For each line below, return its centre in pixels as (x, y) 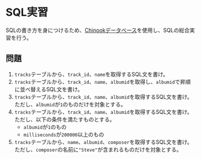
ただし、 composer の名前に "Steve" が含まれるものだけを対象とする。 (98, 149)
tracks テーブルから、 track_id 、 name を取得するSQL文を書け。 (91, 74)
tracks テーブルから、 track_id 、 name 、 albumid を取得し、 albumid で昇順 (103, 81)
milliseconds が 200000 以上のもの (64, 134)
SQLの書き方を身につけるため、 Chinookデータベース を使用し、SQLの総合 (98, 30)
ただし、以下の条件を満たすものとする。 (65, 119)
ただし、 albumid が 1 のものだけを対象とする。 (70, 104)
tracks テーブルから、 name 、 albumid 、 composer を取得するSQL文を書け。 (103, 142)
